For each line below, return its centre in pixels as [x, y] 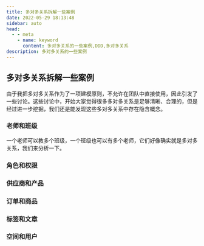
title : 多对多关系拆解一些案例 [41, 12]
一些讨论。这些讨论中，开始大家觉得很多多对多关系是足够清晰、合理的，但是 [102, 101]
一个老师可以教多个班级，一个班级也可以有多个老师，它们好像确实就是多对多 [102, 140]
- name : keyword [38, 40]
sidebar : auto [24, 23]
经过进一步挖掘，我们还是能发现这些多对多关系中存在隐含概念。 [86, 109]
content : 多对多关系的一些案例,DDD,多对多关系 [75, 46]
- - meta [23, 35]
